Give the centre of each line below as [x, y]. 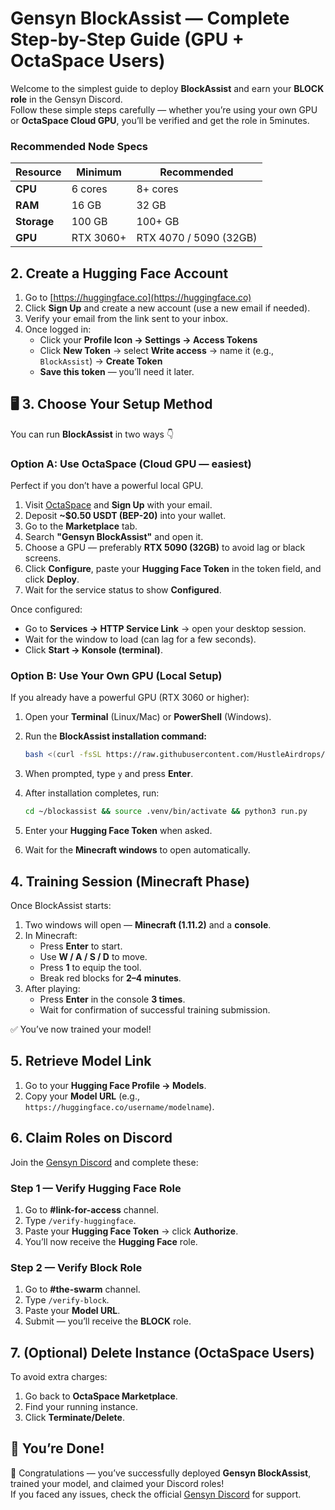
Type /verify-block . [67, 1300]
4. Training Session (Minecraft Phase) [130, 881]
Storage [35, 222]
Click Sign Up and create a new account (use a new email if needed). [167, 308]
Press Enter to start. [81, 946]
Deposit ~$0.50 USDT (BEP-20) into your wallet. [125, 516]
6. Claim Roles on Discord [91, 1138]
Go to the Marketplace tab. [81, 526]
